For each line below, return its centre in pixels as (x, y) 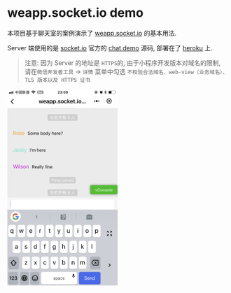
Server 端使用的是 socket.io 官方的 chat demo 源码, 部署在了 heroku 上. (110, 48)
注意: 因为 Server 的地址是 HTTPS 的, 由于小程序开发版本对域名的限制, (122, 63)
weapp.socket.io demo (75, 13)
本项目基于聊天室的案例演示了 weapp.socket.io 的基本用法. (92, 33)
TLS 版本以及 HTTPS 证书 (57, 80)
